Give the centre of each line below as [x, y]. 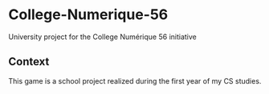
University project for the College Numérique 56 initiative [102, 37]
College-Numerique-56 [88, 15]
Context [29, 62]
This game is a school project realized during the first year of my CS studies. [135, 80]
